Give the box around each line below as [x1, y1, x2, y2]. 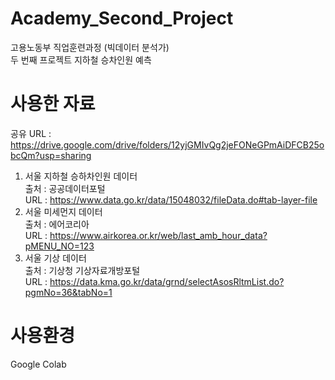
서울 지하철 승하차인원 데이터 [24, 170, 138, 182]
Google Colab [10, 358, 67, 370]
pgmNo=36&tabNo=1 [24, 286, 113, 298]
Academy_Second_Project [10, 7, 234, 30]
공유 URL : [10, 127, 52, 139]
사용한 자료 [10, 93, 96, 116]
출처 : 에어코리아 [24, 218, 90, 230]
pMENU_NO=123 [24, 240, 95, 252]
